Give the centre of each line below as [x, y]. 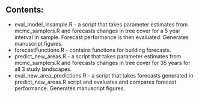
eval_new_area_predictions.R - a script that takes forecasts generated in [104, 75]
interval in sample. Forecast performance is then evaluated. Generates [101, 37]
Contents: [25, 10]
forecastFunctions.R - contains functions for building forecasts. [93, 50]
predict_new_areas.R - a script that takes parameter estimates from [98, 56]
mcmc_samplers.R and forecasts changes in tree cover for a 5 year [97, 31]
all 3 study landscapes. [43, 69]
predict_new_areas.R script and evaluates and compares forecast [95, 82]
